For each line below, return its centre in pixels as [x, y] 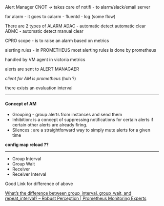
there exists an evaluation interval [39, 88]
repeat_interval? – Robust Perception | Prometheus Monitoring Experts [76, 198]
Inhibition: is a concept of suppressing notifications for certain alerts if [83, 120]
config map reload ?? [27, 145]
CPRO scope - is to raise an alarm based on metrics [57, 41]
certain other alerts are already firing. [50, 125]
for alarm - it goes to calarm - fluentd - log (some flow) [60, 16]
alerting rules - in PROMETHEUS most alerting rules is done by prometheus [81, 50]
